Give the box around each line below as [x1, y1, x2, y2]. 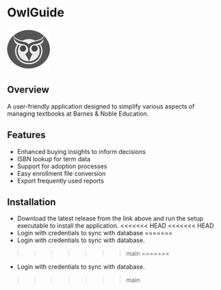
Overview [7, 84, 50, 96]
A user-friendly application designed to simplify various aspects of [7, 102, 195, 110]
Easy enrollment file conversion [16, 169, 106, 177]
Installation [7, 196, 56, 208]
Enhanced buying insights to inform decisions [16, 147, 146, 155]
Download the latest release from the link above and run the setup [16, 214, 204, 223]
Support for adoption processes [16, 162, 107, 170]
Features [7, 129, 46, 141]
